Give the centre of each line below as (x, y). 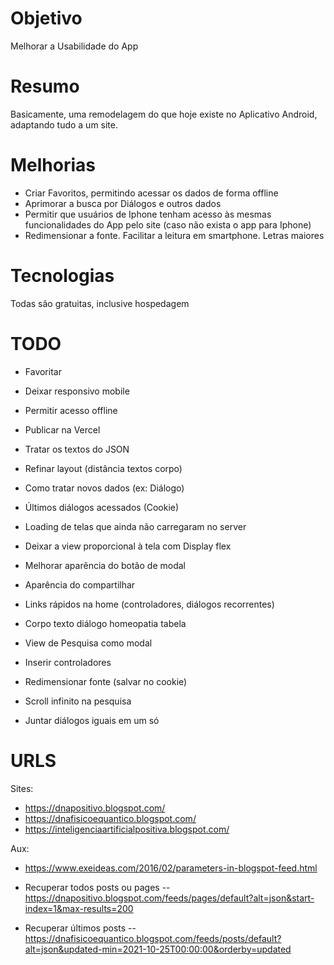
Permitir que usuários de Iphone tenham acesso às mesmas (148, 214)
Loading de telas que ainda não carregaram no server (135, 526)
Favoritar (43, 371)
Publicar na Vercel (62, 429)
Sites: (22, 788)
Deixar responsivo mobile (77, 391)
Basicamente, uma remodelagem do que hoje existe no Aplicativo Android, (164, 114)
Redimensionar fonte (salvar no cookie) (106, 681)
